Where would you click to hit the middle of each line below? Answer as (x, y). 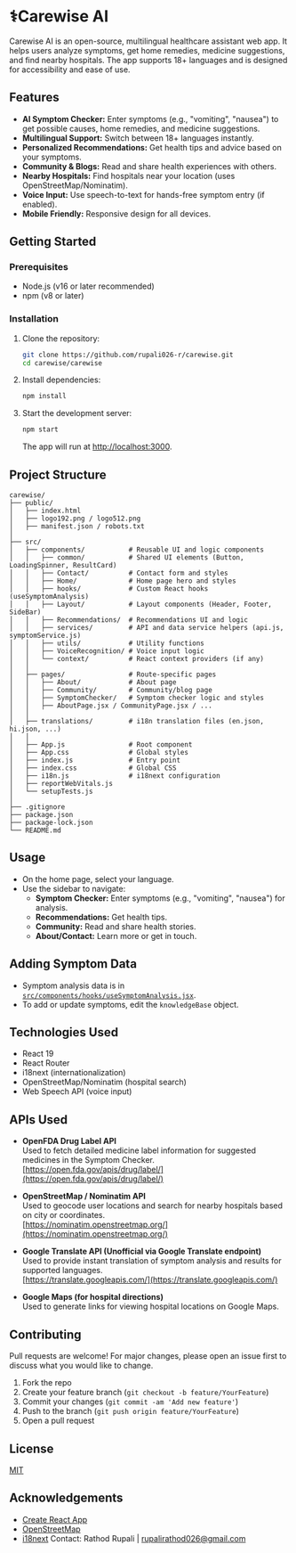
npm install (44, 396)
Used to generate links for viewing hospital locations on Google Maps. (151, 1306)
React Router (46, 1063)
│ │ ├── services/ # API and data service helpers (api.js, (147, 628)
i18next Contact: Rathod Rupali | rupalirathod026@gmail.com (134, 1538)
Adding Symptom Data (73, 964)
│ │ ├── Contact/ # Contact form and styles (119, 573)
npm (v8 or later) (53, 296)
